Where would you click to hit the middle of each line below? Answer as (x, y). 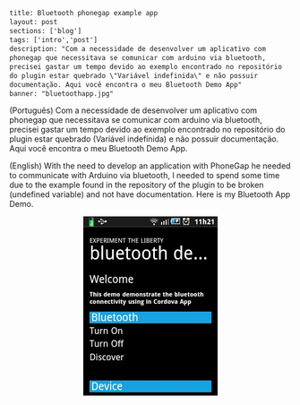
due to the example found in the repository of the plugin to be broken (137, 185)
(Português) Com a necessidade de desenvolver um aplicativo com (133, 110)
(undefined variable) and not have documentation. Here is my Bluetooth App (150, 194)
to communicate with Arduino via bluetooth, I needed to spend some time (145, 175)
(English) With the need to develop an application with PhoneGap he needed (150, 166)
